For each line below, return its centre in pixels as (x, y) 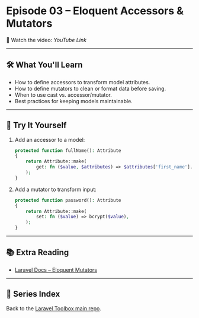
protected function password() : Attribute (68, 200)
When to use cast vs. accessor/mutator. (63, 95)
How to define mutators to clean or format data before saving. (90, 88)
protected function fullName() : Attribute (68, 150)
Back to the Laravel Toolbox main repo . (54, 308)
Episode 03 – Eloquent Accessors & (95, 11)
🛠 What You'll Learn (44, 65)
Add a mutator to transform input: (55, 189)
